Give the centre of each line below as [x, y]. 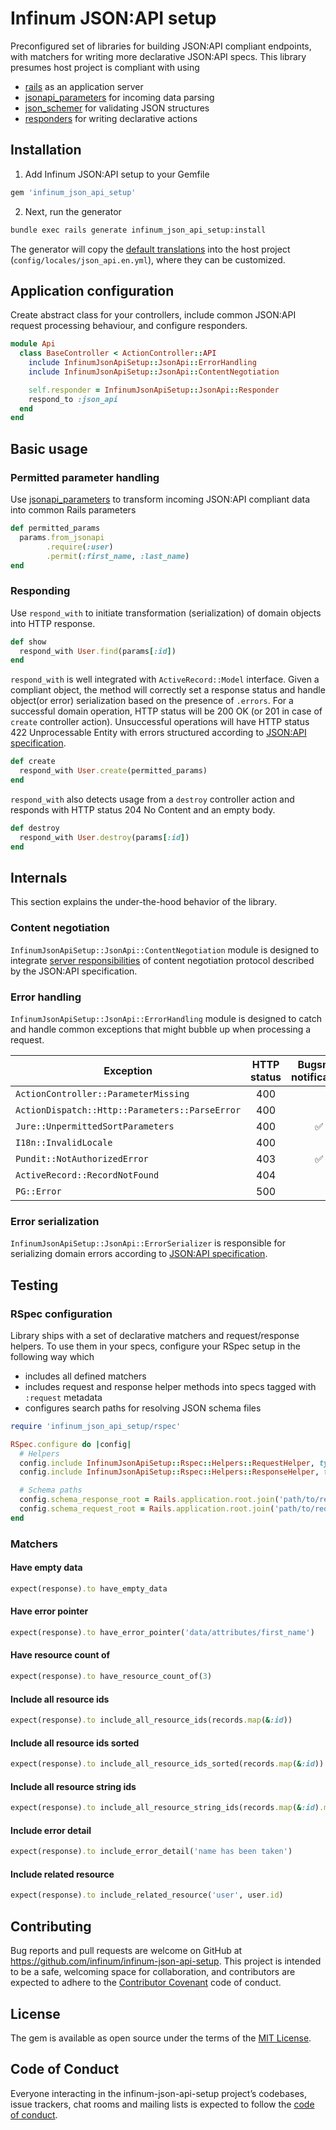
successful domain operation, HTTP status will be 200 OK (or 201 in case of [166, 711]
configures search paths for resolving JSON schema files [143, 1408]
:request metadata [63, 1397]
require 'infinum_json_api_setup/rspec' [96, 1426]
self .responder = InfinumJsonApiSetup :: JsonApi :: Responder [154, 390]
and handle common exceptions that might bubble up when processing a [161, 1029]
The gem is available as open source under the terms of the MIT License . [161, 2038]
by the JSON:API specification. [74, 971]
